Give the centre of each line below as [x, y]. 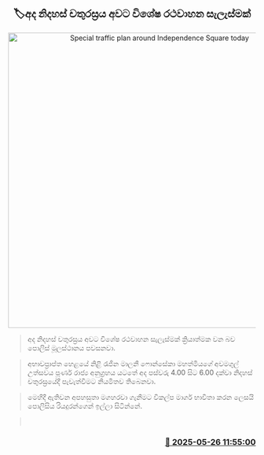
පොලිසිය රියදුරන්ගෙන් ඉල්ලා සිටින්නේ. [85, 405]
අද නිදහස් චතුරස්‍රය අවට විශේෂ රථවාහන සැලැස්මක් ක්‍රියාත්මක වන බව [131, 338]
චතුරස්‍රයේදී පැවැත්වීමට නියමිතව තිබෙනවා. [92, 381]
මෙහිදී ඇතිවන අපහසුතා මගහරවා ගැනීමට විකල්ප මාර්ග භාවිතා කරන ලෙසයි [140, 397]
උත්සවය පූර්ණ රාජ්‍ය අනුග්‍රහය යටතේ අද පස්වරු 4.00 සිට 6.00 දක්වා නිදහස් [140, 372]
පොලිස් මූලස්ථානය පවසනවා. [71, 348]
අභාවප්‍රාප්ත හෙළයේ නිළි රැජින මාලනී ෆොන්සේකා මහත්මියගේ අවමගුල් [133, 363]
